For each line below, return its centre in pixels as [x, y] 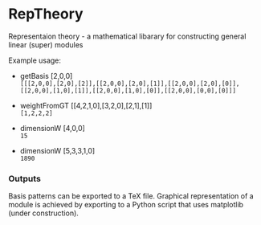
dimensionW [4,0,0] [53, 128]
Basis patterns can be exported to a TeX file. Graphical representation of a [131, 196]
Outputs [25, 178]
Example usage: [35, 60]
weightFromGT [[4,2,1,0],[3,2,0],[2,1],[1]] [86, 105]
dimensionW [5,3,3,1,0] [57, 150]
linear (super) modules [46, 44]
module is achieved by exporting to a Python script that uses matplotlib [126, 205]
